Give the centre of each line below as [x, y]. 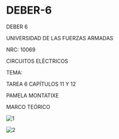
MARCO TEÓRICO [28, 106]
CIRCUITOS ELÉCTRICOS [37, 61]
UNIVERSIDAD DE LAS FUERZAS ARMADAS [60, 38]
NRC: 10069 [21, 49]
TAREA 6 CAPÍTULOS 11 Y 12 [41, 84]
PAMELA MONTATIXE [33, 95]
